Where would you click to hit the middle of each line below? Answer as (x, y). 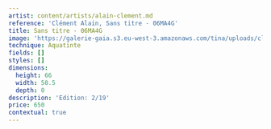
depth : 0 (30, 90)
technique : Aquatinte (45, 46)
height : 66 (34, 75)
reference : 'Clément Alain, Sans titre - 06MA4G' (94, 23)
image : (19, 38)
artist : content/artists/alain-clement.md (81, 16)
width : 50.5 (36, 83)
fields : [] (27, 53)
